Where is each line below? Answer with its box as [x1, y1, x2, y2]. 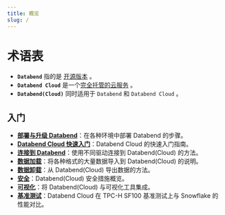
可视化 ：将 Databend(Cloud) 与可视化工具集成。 [17, 183, 154, 192]
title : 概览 [7, 10, 39, 17]
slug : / [7, 17, 30, 23]
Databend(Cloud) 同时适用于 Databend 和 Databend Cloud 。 [17, 90, 182, 98]
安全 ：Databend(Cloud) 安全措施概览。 [17, 174, 129, 183]
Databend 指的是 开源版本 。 [17, 72, 96, 81]
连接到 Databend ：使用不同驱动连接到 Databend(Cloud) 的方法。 [17, 149, 202, 157]
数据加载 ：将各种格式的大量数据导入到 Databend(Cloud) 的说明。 [17, 157, 202, 165]
